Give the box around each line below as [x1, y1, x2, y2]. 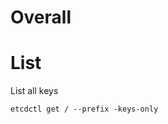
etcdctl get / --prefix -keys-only [10, 104, 159, 115]
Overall [10, 6, 72, 29]
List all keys [10, 85, 59, 97]
